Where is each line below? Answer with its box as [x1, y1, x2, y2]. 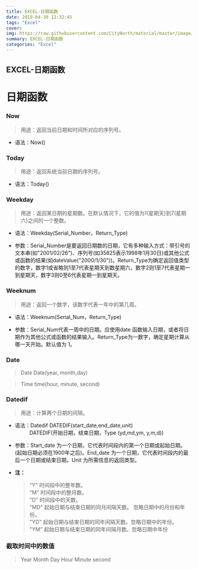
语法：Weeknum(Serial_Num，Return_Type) [14, 313, 122, 320]
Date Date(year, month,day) [20, 369, 88, 376]
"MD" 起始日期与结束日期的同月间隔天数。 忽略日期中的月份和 [29, 504, 180, 511]
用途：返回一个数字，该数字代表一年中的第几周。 [20, 301, 140, 308]
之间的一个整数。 [27, 217, 70, 224]
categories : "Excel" [6, 42, 57, 48]
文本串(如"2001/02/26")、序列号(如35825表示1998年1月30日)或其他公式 [14, 249, 190, 256]
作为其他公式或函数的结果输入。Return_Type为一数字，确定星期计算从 [19, 333, 190, 340]
